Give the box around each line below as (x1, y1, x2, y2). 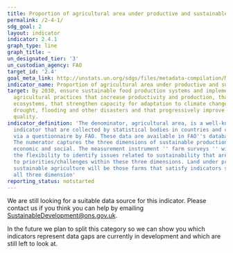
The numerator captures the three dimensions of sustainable (13, 139, 194, 146)
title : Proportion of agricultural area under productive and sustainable (7, 10, 228, 17)
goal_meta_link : (7, 74, 54, 82)
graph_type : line (7, 42, 58, 49)
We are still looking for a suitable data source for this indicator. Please (7, 197, 207, 205)
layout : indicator (7, 29, 60, 37)
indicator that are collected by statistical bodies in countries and (13, 126, 222, 133)
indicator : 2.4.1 (7, 36, 58, 43)
